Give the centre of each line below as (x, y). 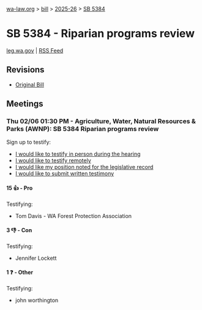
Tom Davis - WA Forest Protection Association (73, 216)
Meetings (25, 104)
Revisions (25, 70)
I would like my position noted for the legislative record (84, 167)
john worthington (37, 300)
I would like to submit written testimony (65, 173)
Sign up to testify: (28, 142)
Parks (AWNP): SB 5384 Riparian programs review (83, 129)
